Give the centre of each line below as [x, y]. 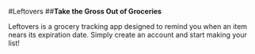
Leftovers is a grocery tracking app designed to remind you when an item [128, 26]
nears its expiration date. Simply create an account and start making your [128, 35]
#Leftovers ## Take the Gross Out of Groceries [85, 11]
